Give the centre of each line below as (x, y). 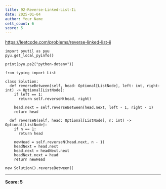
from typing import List (31, 73)
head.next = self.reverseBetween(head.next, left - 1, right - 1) (84, 108)
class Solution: (22, 82)
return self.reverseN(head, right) (55, 99)
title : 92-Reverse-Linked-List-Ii (41, 10)
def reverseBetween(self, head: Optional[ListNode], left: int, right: (85, 86)
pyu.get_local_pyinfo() (30, 56)
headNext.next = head (36, 155)
